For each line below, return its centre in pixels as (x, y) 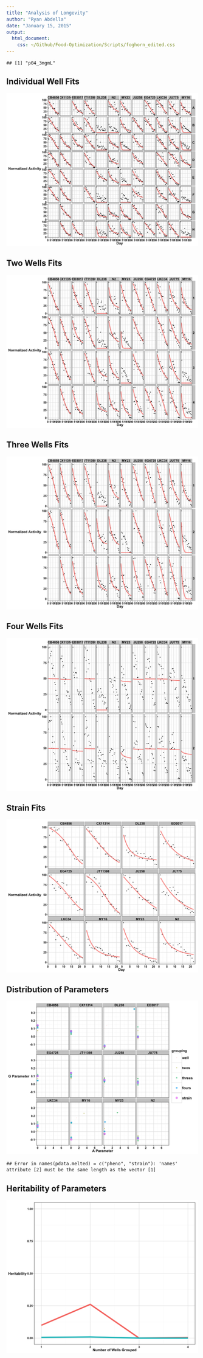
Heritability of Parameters (56, 1188)
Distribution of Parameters (58, 989)
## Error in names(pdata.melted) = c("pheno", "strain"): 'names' (92, 1164)
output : (16, 32)
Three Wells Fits (37, 445)
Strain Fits (26, 808)
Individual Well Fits (43, 82)
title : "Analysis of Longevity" (47, 13)
